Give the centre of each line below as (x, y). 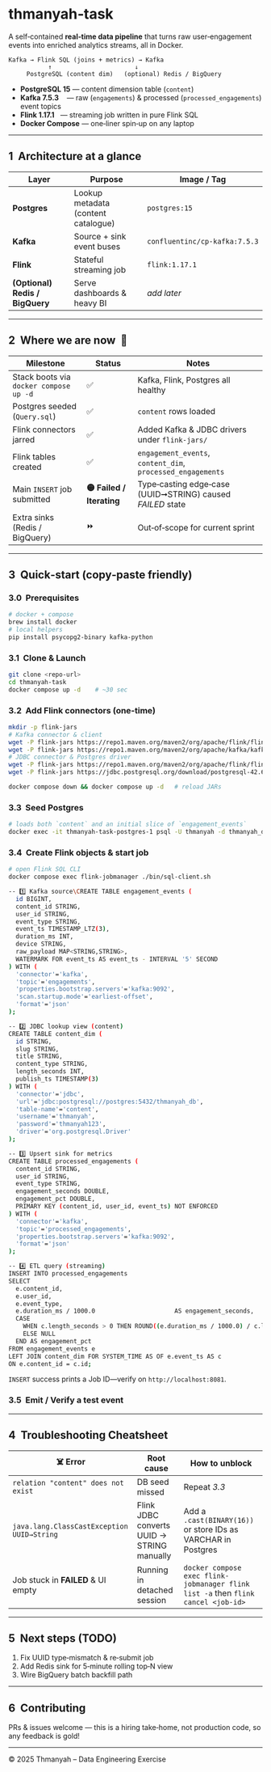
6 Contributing (47, 1708)
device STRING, (41, 944)
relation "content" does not (68, 1482)
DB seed (153, 1482)
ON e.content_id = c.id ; (50, 1364)
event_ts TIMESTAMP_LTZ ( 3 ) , (63, 929)
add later (164, 293)
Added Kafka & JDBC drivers (192, 429)
